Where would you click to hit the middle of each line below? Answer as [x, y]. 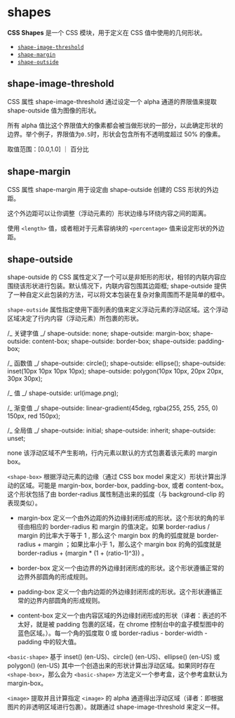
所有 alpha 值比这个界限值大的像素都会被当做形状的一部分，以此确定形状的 [115, 125]
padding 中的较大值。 [49, 642]
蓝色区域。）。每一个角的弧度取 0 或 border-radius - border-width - [113, 633]
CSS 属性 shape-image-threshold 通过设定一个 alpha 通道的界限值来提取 [112, 101]
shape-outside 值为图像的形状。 [54, 110]
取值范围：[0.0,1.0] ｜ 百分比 [48, 149]
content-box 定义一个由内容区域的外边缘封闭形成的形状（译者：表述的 [119, 615]
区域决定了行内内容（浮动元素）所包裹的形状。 [75, 319]
